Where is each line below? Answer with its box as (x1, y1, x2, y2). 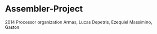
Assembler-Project (5, 3, 83, 14)
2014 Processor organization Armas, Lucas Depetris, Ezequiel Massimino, (5, 19, 153, 25)
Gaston (5, 24, 19, 30)
